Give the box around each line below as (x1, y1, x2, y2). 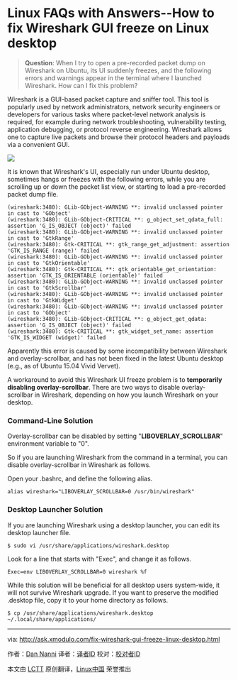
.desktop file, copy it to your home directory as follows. (7, 596, 169, 604)
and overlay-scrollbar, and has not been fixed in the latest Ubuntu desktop (7, 353, 225, 363)
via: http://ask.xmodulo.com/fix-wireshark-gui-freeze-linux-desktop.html (7, 635, 220, 643)
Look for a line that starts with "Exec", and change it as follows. (7, 554, 192, 563)
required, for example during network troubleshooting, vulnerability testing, (7, 117, 227, 126)
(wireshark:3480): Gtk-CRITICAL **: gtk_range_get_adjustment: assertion (7, 241, 230, 248)
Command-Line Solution (7, 415, 93, 425)
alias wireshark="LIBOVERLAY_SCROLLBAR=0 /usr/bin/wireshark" (7, 488, 195, 495)
